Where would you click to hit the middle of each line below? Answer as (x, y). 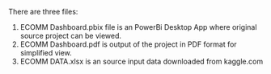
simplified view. (46, 53)
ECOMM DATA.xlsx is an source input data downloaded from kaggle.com (142, 61)
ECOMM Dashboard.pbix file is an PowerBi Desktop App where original (138, 27)
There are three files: (43, 12)
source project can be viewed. (71, 36)
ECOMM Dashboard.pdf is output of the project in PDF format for (128, 44)
